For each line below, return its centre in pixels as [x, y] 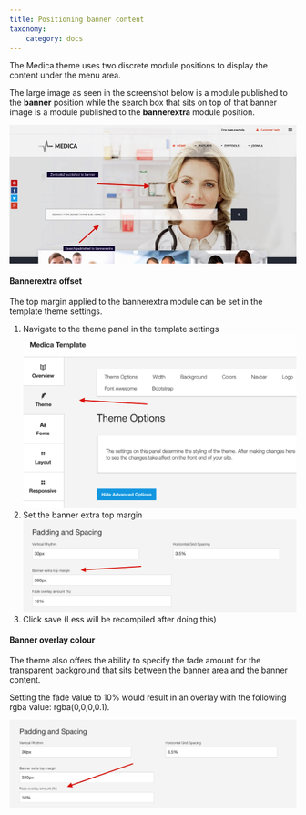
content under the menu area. [65, 75]
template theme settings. [56, 311]
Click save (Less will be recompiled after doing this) [119, 619]
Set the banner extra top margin [82, 515]
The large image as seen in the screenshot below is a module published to [149, 93]
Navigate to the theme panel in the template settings [121, 329]
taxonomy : [28, 29]
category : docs [55, 38]
